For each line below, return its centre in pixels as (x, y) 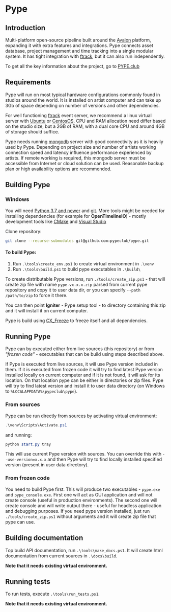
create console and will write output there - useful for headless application (83, 505)
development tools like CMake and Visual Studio (56, 221)
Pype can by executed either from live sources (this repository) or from (80, 349)
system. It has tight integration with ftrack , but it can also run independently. (85, 56)
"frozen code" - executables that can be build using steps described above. (85, 354)
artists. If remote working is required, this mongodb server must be (76, 158)
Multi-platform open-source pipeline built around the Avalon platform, (78, 40)
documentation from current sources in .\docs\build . (61, 556)
